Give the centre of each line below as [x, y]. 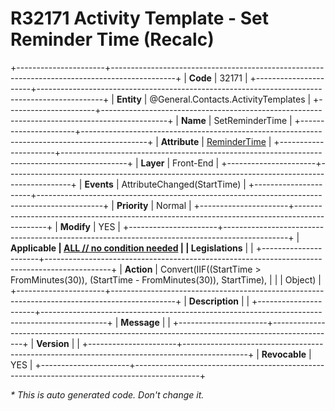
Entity [129, 99]
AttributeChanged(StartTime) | [184, 184]
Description [213, 301]
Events [99, 184]
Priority [132, 205]
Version [53, 343]
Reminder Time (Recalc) [112, 39]
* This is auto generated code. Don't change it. [107, 394]
